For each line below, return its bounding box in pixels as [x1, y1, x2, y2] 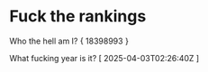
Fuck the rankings [9, 6, 147, 27]
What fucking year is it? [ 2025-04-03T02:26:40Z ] [9, 52, 200, 63]
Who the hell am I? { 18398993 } [9, 36, 129, 46]
